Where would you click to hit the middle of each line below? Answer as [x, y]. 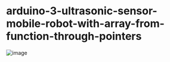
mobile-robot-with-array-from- [86, 24]
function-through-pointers [74, 36]
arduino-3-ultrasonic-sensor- [82, 11]
